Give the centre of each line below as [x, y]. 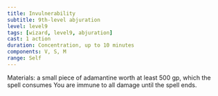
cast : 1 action [29, 39]
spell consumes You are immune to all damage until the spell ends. [102, 85]
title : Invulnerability [42, 13]
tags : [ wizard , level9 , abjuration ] [60, 33]
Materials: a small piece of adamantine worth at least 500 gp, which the [109, 77]
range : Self [24, 58]
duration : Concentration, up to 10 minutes [71, 45]
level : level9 [28, 26]
